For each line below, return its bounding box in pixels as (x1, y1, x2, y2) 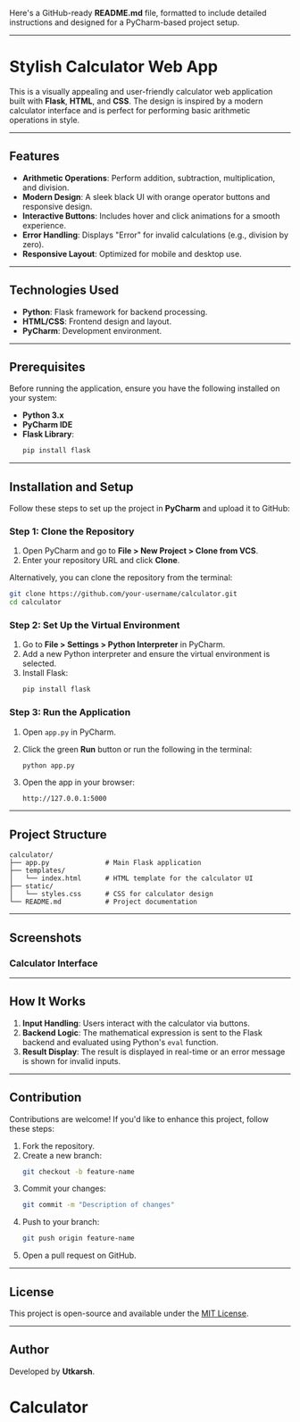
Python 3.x (21, 410, 64, 420)
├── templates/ (9, 866, 66, 876)
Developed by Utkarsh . (9, 1366, 96, 1376)
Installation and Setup (9, 479, 134, 495)
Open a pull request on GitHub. (21, 1250, 137, 1261)
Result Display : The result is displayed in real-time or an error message (21, 1046, 286, 1057)
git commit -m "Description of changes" (21, 1201, 175, 1210)
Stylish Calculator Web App (9, 57, 219, 77)
